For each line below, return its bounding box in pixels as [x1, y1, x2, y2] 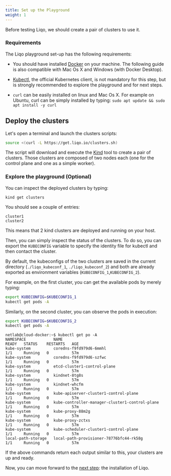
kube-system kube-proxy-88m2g [5, 409, 91, 414]
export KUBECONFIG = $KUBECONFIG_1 [5, 294, 77, 300]
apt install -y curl [12, 102, 57, 108]
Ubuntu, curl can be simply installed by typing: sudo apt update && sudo [12, 97, 165, 103]
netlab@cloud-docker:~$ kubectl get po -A [5, 333, 97, 338]
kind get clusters [5, 195, 45, 200]
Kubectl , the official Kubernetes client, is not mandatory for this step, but [12, 76, 166, 82]
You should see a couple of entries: [5, 204, 80, 210]
